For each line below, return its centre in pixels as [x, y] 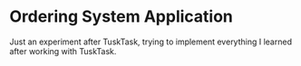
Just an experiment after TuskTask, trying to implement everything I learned [151, 42]
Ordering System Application [121, 17]
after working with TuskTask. [63, 51]
